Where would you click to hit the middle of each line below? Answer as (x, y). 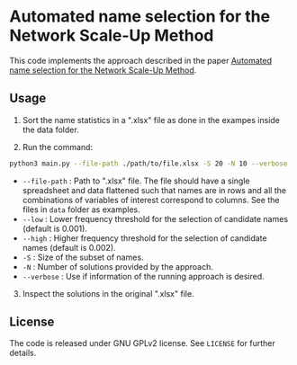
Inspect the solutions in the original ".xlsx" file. (108, 293)
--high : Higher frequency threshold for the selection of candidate (144, 238)
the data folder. (50, 129)
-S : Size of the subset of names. (83, 257)
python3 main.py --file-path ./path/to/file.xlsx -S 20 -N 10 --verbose (148, 164)
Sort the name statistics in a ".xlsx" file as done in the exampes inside (151, 120)
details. (23, 353)
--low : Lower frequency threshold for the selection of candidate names (155, 218)
